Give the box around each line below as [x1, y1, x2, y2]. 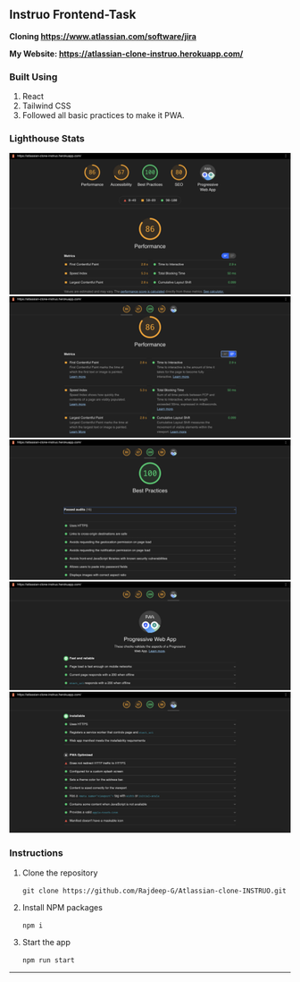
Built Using [9, 71, 58, 83]
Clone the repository [21, 867, 98, 878]
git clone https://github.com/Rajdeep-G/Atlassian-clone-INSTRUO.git [21, 886, 287, 895]
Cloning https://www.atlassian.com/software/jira [9, 30, 196, 41]
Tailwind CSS [21, 100, 71, 111]
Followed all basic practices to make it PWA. [21, 110, 185, 121]
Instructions [9, 847, 64, 859]
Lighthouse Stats [9, 132, 85, 145]
